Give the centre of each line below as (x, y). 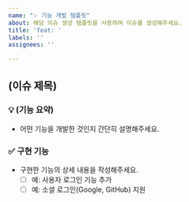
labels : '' (26, 37)
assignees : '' (32, 45)
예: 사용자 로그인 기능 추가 (72, 180)
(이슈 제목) (33, 86)
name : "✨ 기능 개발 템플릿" (49, 15)
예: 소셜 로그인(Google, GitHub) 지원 (89, 189)
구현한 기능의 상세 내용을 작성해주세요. (79, 170)
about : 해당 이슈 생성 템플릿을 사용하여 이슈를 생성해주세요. (95, 23)
